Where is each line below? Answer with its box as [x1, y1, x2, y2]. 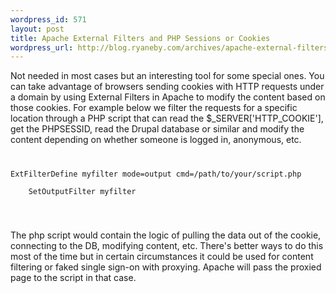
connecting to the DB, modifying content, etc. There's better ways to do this [10, 240, 324, 252]
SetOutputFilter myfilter [28, 187, 137, 197]
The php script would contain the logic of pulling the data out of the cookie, [10, 229, 322, 241]
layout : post [10, 24, 65, 34]
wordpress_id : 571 [10, 14, 87, 25]
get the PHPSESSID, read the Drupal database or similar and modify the [10, 123, 305, 135]
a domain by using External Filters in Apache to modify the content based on [10, 91, 326, 103]
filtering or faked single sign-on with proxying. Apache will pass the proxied [10, 261, 322, 273]
